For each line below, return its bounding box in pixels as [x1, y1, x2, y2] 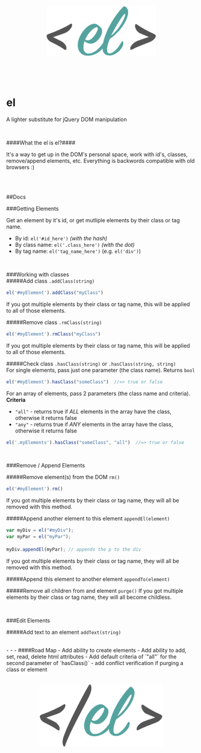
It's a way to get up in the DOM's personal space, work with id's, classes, [6, 151, 188, 158]
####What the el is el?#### [6, 139, 76, 146]
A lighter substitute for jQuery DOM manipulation [6, 116, 128, 123]
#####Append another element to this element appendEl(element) [6, 515, 170, 522]
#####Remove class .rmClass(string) [6, 319, 102, 326]
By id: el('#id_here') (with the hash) [14, 234, 108, 242]
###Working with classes [6, 270, 69, 278]
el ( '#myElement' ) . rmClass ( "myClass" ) [6, 331, 101, 337]
